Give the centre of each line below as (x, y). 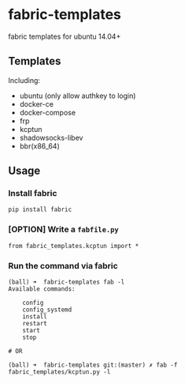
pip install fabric (40, 210)
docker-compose (48, 112)
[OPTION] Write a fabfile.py (64, 229)
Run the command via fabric (63, 265)
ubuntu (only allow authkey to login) (78, 96)
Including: (24, 80)
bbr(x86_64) (40, 146)
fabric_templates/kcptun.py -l (59, 372)
